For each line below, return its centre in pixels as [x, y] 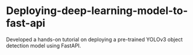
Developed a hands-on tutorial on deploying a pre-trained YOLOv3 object [94, 39]
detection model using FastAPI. [44, 46]
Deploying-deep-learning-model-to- [97, 11]
